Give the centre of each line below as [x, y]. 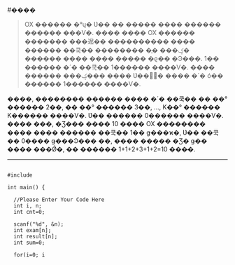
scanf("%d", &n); [39, 224]
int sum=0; [29, 243]
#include [20, 175]
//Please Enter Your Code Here [59, 200]
